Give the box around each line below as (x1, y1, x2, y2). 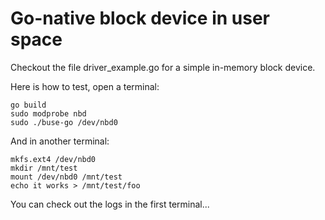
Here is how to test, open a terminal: (10, 80, 160, 92)
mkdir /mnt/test (10, 163, 78, 173)
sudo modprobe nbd (10, 108, 87, 119)
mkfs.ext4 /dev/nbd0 (10, 154, 97, 164)
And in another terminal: (10, 135, 110, 147)
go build (10, 100, 47, 110)
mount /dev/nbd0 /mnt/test (10, 172, 123, 182)
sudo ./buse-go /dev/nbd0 (10, 117, 118, 127)
